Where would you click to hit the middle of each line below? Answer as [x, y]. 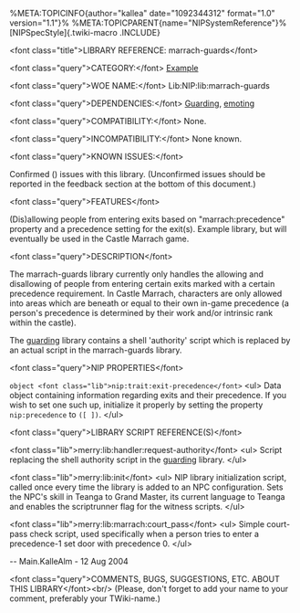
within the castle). [43, 322]
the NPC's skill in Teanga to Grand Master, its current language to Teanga [147, 497]
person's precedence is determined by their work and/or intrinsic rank [141, 313]
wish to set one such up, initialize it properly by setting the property [136, 405]
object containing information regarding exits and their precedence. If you [148, 395]
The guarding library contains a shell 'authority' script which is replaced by [150, 340]
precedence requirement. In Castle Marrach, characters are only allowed [146, 293]
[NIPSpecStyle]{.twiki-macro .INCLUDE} [85, 32]
